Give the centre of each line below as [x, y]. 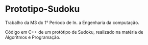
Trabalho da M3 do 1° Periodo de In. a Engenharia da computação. [72, 22]
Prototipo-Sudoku [42, 9]
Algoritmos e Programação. [33, 37]
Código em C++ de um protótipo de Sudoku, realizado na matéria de [74, 32]
